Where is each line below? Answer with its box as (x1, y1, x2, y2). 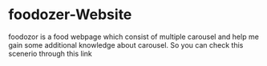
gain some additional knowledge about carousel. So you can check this (8, 40, 244, 49)
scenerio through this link (8, 49, 92, 58)
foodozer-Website (8, 6, 132, 24)
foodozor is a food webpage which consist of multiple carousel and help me (8, 32, 259, 41)
